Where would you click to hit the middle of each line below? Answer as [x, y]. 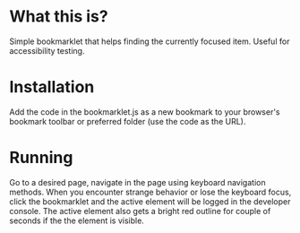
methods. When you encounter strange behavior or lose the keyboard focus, [150, 192]
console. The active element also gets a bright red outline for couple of [140, 211]
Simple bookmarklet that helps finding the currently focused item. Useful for [150, 41]
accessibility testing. [47, 50]
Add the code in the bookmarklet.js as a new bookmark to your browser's [145, 112]
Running [41, 158]
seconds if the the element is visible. [77, 220]
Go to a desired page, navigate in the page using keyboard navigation [137, 182]
